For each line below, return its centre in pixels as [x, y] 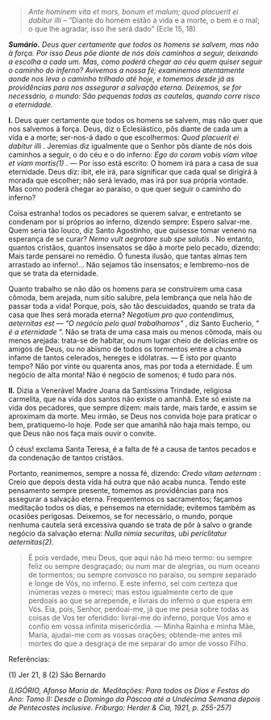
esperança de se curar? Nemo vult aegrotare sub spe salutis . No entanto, [131, 239]
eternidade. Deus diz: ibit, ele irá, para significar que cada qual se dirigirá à [133, 172]
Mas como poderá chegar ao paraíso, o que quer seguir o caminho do [125, 189]
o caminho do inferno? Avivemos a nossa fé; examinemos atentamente [127, 70]
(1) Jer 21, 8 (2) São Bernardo [57, 675]
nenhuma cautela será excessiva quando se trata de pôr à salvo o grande [130, 525]
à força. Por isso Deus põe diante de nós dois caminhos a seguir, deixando [133, 53]
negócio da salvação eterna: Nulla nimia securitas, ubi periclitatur [118, 533]
